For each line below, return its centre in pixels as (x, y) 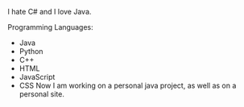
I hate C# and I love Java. (50, 12)
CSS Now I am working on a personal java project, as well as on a (128, 85)
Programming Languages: (50, 27)
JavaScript (37, 77)
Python (31, 51)
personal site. (42, 94)
